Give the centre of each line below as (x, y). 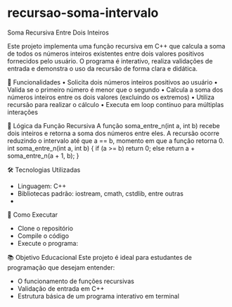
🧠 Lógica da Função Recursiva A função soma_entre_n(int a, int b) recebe (114, 125)
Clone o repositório (45, 228)
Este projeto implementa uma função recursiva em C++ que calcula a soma (116, 46)
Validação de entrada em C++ (61, 288)
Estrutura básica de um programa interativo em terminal (98, 296)
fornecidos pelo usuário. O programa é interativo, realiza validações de (110, 61)
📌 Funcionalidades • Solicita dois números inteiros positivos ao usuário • (112, 82)
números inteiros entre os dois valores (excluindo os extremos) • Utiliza (111, 97)
